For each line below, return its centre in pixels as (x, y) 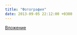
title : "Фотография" (26, 9)
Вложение (16, 27)
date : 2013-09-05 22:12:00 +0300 (39, 14)
